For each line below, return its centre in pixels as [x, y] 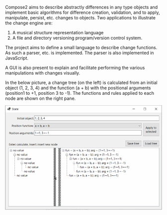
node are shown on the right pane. [41, 98]
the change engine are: [29, 23]
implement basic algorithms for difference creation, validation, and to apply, [83, 12]
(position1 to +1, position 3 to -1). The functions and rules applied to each [80, 93]
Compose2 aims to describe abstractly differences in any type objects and [82, 7]
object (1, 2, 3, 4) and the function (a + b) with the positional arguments [78, 88]
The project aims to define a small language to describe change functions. [81, 47]
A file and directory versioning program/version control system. [77, 38]
